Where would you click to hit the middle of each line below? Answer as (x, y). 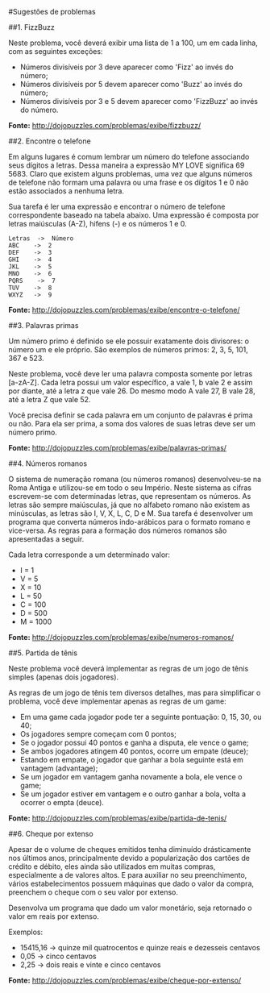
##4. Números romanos (48, 463)
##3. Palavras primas (44, 325)
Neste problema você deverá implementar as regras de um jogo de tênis (129, 669)
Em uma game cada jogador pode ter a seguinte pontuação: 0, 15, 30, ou (141, 717)
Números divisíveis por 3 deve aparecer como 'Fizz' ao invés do (127, 67)
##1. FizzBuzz (31, 27)
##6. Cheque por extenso (51, 834)
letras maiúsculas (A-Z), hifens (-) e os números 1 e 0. (98, 224)
